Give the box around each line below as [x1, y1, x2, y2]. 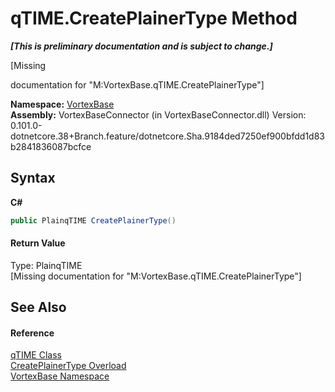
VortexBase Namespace [10, 370, 110, 382]
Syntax [10, 170, 56, 187]
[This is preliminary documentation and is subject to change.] [10, 40, 273, 52]
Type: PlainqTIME [10, 259, 83, 271]
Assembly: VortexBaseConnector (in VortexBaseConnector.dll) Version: [10, 108, 307, 121]
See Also [10, 299, 67, 316]
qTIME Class [10, 349, 62, 361]
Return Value [10, 237, 66, 249]
